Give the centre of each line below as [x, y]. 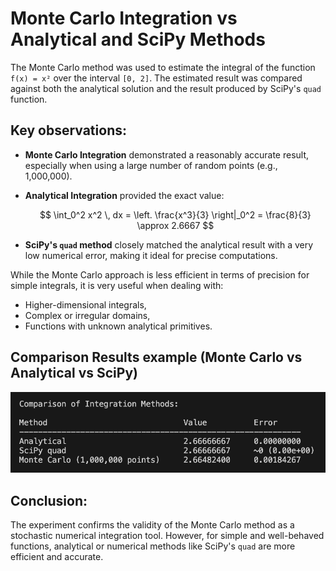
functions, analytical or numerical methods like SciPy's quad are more [153, 546]
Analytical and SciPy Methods [138, 39]
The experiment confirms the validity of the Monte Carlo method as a [152, 525]
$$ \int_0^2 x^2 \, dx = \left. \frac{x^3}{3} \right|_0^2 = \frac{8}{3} [175, 214]
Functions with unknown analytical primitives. [118, 326]
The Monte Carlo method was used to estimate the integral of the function [163, 67]
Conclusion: [49, 500]
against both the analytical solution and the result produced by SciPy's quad [166, 88]
